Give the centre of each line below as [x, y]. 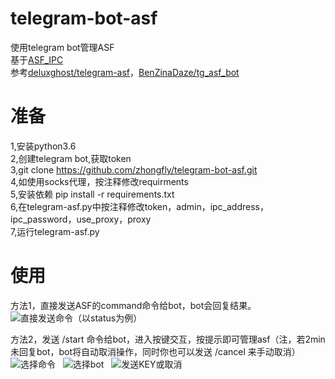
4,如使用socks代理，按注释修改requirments [99, 181]
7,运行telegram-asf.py [55, 231]
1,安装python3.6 [43, 146]
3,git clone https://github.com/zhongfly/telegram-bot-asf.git [134, 169]
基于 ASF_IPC [37, 59]
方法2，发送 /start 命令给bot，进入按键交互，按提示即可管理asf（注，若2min [168, 339]
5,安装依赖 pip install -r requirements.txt [92, 194]
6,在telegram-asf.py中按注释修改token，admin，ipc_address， [139, 206]
